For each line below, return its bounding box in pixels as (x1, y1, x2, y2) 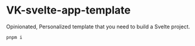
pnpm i (6, 34, 23, 40)
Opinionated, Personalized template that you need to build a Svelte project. (6, 23, 190, 30)
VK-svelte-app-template (6, 4, 131, 17)
